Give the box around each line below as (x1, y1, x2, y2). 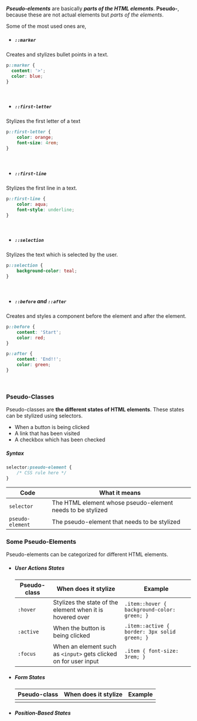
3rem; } (124, 653, 146, 660)
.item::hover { (124, 600, 167, 607)
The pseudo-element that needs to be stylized (52, 517, 181, 526)
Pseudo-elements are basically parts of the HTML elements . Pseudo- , (6, 5, 179, 12)
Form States (14, 673, 46, 680)
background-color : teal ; (16, 268, 77, 274)
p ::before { (6, 324, 35, 330)
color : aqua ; (16, 201, 49, 207)
